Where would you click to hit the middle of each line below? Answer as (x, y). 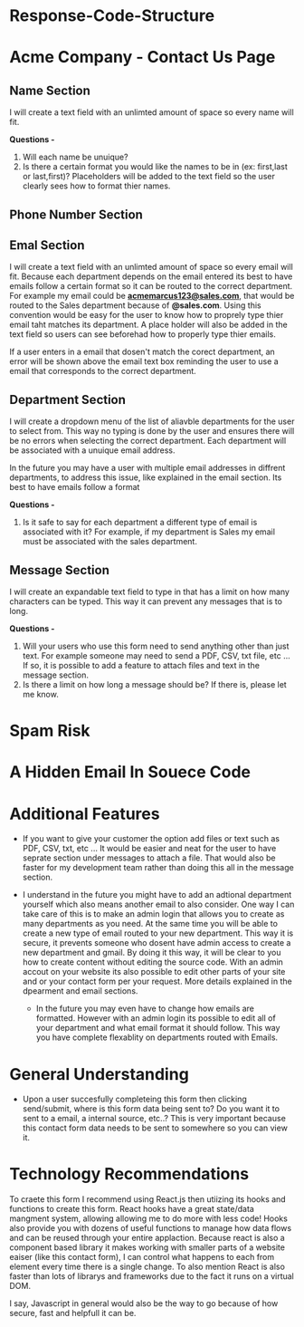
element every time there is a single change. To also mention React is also (147, 1267)
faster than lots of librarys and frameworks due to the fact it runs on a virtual (152, 1276)
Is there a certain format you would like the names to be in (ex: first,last (155, 167)
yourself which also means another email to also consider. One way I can (158, 904)
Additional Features (85, 814)
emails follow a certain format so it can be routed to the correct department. (151, 286)
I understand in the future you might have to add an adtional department (157, 895)
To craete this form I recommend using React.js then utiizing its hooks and (148, 1199)
